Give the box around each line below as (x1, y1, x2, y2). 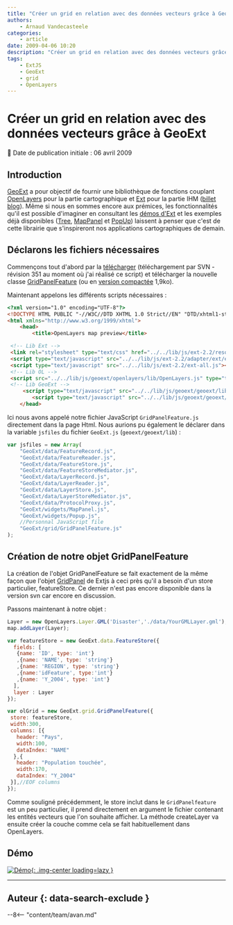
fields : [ (13, 643, 42, 651)
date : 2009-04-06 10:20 (7, 42, 76, 49)
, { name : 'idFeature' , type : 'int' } (16, 670, 113, 677)
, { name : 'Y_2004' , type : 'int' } (16, 676, 110, 683)
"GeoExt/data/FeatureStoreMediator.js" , (19, 467, 138, 474)
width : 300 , (10, 721, 42, 728)
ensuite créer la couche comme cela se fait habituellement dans (7, 820, 190, 828)
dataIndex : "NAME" (16, 747, 70, 754)
